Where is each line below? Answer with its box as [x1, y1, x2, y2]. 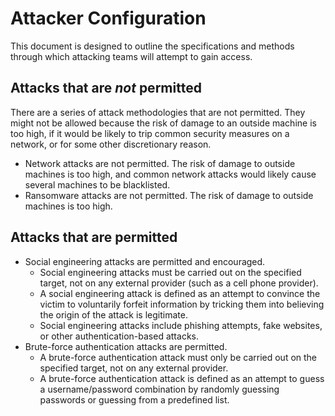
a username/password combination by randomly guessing [39, 383, 280, 395]
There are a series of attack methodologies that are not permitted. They [10, 106, 306, 118]
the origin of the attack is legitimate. [39, 308, 188, 321]
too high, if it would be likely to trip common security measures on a [10, 127, 290, 139]
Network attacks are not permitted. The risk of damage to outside [24, 157, 296, 169]
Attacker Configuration [10, 7, 207, 30]
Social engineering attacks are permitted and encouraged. [24, 255, 266, 267]
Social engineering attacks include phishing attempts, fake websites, [39, 319, 323, 331]
